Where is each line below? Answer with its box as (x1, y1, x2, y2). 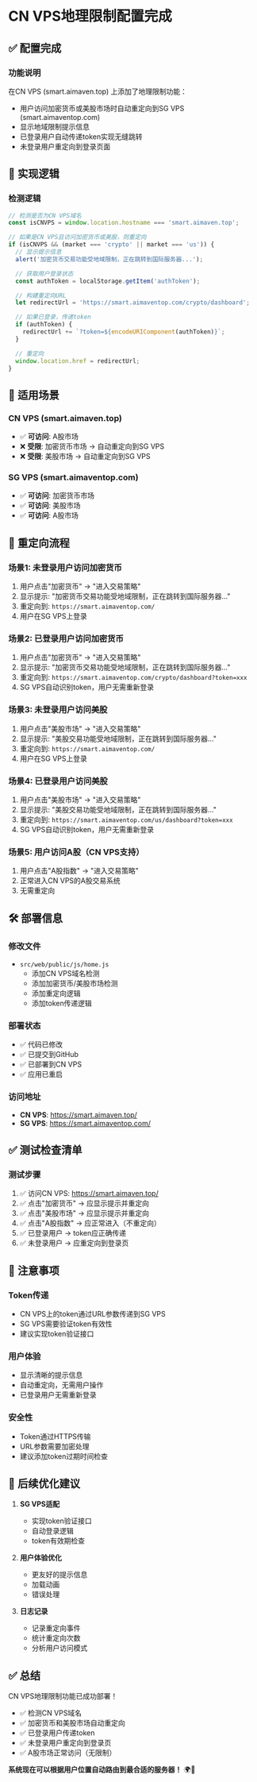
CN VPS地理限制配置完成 (8, 7, 173, 25)
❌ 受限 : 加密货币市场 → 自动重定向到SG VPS (19, 442, 165, 451)
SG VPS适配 (19, 1499, 60, 1509)
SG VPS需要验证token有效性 (19, 1319, 113, 1329)
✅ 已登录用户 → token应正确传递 (19, 1228, 127, 1238)
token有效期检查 (31, 1536, 86, 1545)
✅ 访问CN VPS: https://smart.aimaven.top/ (19, 1189, 159, 1198)
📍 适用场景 (8, 388, 59, 402)
